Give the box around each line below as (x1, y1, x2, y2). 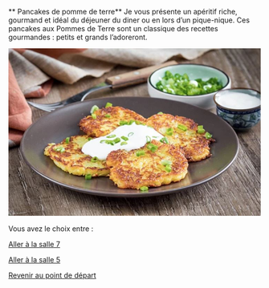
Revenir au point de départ (8, 270, 96, 280)
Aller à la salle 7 (8, 240, 60, 249)
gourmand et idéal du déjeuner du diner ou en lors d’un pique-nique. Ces (8, 15, 251, 25)
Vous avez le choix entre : (8, 224, 94, 233)
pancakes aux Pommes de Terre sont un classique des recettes (8, 24, 218, 33)
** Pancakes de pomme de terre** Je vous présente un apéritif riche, (8, 7, 238, 16)
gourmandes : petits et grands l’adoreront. (8, 32, 148, 42)
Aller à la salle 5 (8, 255, 61, 265)
